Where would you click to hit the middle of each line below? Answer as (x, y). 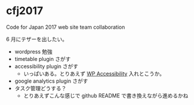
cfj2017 (25, 11)
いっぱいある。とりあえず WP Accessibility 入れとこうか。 (94, 73)
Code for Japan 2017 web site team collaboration (66, 27)
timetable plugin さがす (43, 59)
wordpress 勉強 (34, 52)
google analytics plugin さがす (51, 81)
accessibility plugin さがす (46, 66)
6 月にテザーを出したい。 (37, 39)
